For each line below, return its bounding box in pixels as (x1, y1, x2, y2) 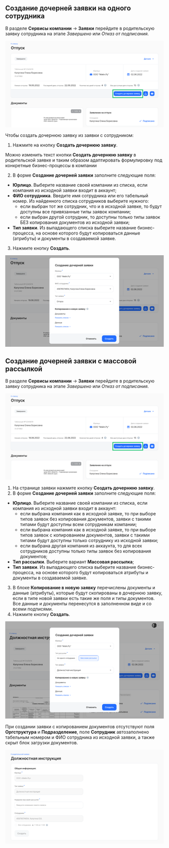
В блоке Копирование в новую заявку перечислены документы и (12, 584, 155, 590)
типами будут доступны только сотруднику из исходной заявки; (20, 537, 158, 543)
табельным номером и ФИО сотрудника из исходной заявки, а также (5, 734, 155, 740)
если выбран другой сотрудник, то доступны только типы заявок (20, 214, 160, 220)
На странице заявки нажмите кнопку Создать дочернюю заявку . (12, 485, 155, 491)
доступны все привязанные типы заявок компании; (20, 208, 131, 214)
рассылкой (5, 364, 43, 373)
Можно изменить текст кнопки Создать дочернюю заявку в (5, 151, 137, 158)
